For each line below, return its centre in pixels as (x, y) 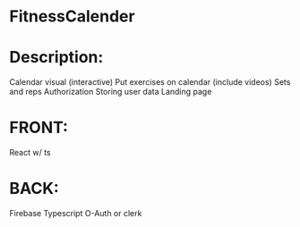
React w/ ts (30, 153)
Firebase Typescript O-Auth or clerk (76, 213)
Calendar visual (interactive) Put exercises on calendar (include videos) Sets (150, 82)
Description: (56, 58)
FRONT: (39, 128)
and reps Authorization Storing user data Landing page (111, 92)
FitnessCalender (73, 17)
